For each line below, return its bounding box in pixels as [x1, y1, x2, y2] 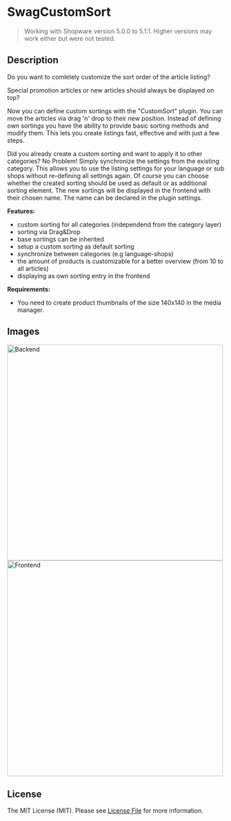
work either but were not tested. [23, 34, 116, 42]
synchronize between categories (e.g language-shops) [17, 249, 174, 258]
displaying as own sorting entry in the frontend [17, 271, 150, 280]
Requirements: [7, 284, 50, 293]
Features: [7, 206, 36, 215]
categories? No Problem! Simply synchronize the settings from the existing [7, 157, 219, 165]
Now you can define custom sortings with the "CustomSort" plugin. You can [7, 106, 223, 115]
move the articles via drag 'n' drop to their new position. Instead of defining [7, 114, 221, 122]
